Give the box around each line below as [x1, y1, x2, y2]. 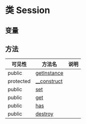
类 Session [5, 5, 50, 16]
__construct [35, 78, 63, 85]
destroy [35, 110, 53, 117]
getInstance [35, 70, 63, 77]
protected [7, 78, 31, 85]
